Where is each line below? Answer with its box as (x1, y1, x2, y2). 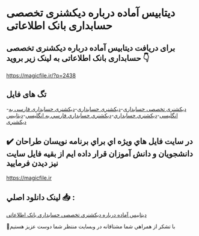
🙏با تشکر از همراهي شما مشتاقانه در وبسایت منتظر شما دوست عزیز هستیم (6, 223, 176, 230)
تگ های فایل (6, 89, 47, 99)
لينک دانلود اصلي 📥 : (6, 193, 75, 203)
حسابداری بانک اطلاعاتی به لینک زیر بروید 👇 (6, 53, 150, 63)
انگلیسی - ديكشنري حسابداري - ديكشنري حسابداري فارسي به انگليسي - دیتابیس (6, 111, 179, 119)
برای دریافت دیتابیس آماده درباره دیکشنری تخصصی (6, 43, 176, 53)
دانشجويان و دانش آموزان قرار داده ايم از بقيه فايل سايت (6, 149, 194, 159)
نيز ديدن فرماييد (6, 158, 58, 169)
